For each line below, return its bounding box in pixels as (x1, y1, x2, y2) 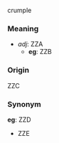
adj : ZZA (17, 40, 43, 48)
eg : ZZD (7, 115, 31, 124)
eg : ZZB (28, 48, 52, 56)
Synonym (7, 99, 41, 109)
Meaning (7, 23, 39, 33)
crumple (7, 6, 32, 14)
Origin (7, 65, 30, 75)
